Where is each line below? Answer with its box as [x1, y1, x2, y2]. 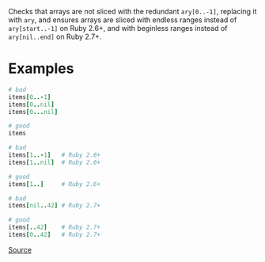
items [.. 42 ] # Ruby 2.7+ [8, 223, 101, 232]
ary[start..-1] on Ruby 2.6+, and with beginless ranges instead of [8, 24, 228, 32]
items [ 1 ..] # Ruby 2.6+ [8, 180, 101, 188]
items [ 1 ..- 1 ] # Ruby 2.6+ [8, 151, 101, 159]
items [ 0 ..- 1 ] [8, 93, 51, 101]
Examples [8, 59, 74, 78]
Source [8, 245, 32, 254]
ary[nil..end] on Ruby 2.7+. [8, 32, 102, 41]
